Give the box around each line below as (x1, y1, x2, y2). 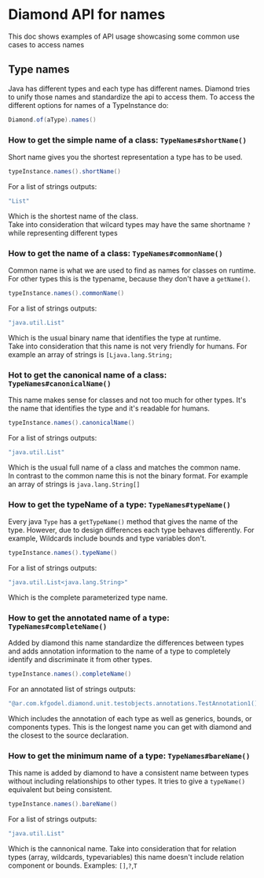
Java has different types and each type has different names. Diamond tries (8, 84, 251, 93)
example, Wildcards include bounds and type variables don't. (8, 534, 207, 543)
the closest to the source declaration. (8, 731, 129, 740)
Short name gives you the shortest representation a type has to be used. (8, 152, 243, 162)
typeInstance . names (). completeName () (8, 670, 132, 679)
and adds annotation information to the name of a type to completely (8, 646, 231, 656)
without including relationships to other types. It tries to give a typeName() (8, 776, 246, 786)
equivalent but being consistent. (8, 785, 112, 794)
